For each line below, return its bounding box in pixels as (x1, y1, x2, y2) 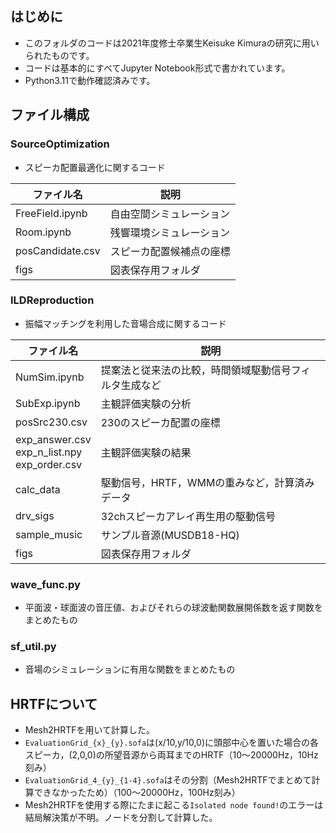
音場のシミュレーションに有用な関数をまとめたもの (24, 663, 236, 676)
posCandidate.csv (15, 243, 101, 257)
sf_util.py (10, 640, 57, 654)
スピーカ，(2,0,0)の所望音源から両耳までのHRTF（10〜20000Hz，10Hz (24, 749, 319, 761)
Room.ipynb (15, 225, 72, 239)
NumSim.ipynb (15, 370, 85, 384)
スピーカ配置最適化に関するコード (24, 161, 166, 173)
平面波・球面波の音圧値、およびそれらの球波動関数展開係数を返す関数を (24, 602, 323, 614)
